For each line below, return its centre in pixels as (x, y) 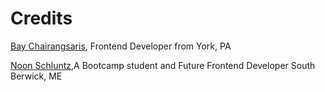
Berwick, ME (36, 76)
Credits (41, 18)
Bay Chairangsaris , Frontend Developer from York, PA (121, 46)
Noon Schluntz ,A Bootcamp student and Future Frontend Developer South (163, 65)
